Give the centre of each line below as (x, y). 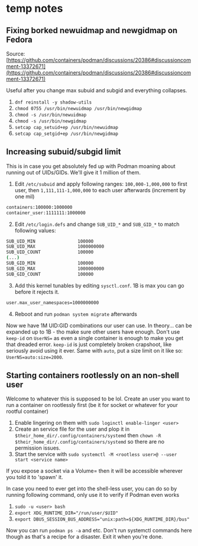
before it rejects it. (37, 292)
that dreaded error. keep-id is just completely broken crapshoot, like (89, 344)
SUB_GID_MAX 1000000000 (55, 269)
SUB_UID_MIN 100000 (50, 241)
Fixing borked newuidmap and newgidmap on (92, 30)
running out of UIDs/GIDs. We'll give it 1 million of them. (73, 172)
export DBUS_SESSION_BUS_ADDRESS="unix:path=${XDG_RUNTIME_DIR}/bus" (102, 519)
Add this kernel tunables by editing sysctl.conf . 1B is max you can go (99, 285)
